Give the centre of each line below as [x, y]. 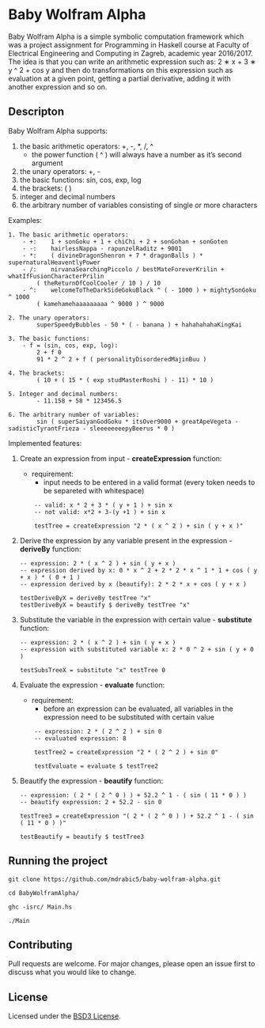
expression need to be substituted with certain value [129, 716]
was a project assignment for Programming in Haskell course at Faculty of [129, 44]
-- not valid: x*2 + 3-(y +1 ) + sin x [100, 512]
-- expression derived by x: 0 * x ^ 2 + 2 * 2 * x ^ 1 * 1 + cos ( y [138, 570]
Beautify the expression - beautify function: [91, 780]
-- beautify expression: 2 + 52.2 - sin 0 [91, 802]
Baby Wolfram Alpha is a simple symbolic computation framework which [126, 36]
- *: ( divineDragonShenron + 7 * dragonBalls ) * [113, 255]
